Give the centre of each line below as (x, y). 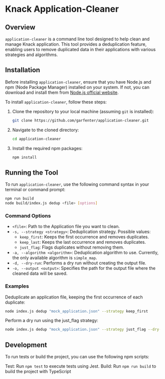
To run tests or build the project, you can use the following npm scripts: (77, 357)
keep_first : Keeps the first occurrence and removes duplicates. (84, 237)
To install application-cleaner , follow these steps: (56, 102)
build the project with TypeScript (38, 372)
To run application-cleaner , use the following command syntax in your (77, 184)
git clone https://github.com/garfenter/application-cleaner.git (80, 120)
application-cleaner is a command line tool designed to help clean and (77, 39)
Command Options (28, 216)
